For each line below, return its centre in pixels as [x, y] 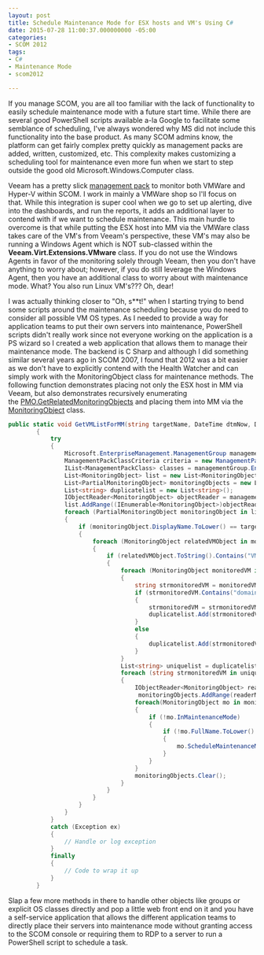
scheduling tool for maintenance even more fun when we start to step [121, 161]
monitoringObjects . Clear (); [180, 775]
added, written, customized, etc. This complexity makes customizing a [122, 154]
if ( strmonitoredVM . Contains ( [184, 592]
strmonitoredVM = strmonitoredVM [203, 607]
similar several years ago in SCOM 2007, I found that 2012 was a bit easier [128, 360]
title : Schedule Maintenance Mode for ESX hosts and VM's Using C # [121, 23]
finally [63, 856]
